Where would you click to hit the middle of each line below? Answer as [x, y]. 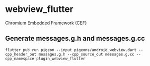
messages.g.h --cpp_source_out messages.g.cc [86, 54]
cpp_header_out [21, 54]
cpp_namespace [20, 59]
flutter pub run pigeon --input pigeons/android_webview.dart [71, 50]
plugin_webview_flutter [61, 59]
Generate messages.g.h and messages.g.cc [75, 38]
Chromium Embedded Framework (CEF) [46, 23]
